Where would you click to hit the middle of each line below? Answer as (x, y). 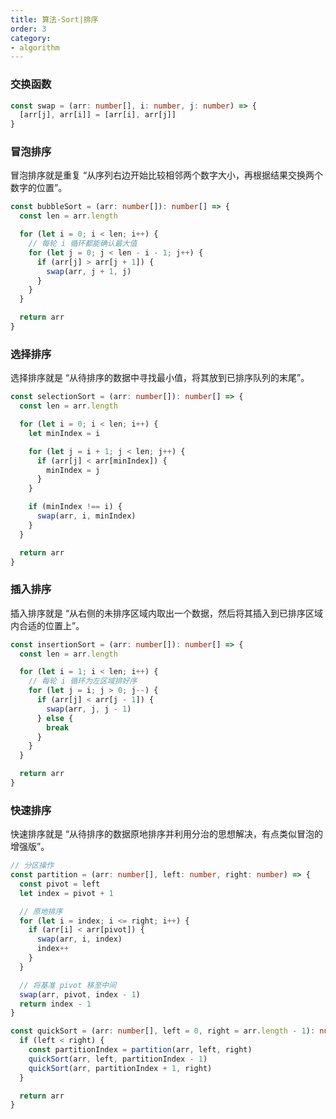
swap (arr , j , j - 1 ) (89, 709)
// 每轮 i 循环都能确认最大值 (83, 244)
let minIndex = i (64, 433)
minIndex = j (73, 470)
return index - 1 (55, 1004)
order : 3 (28, 29)
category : (31, 38)
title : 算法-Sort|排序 (54, 19)
